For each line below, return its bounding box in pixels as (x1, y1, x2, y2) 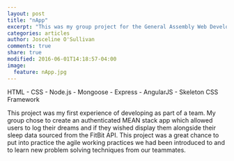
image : (7, 62, 26, 69)
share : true (7, 49, 42, 56)
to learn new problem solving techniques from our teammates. (7, 146, 186, 154)
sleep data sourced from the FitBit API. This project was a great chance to (7, 130, 219, 139)
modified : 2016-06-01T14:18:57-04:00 (7, 56, 117, 63)
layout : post (7, 10, 45, 17)
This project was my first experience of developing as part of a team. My (7, 109, 216, 117)
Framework (7, 95, 40, 103)
